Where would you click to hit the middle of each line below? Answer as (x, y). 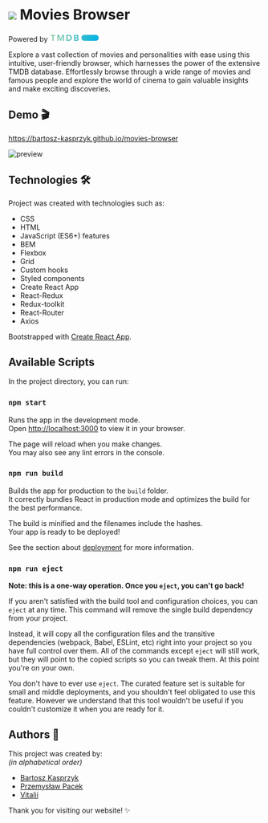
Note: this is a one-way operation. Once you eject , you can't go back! (126, 586)
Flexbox (33, 253)
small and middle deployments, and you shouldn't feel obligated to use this (132, 692)
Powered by (28, 39)
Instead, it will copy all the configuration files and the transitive (112, 634)
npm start (27, 403)
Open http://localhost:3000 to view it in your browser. (97, 428)
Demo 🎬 (29, 115)
